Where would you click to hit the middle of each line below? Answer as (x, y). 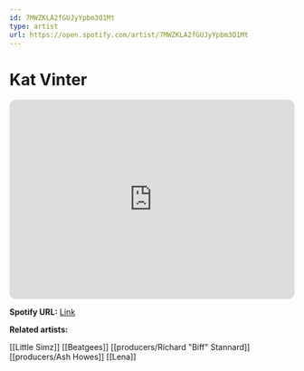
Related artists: (39, 330)
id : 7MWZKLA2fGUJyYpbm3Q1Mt (62, 18)
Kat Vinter (48, 79)
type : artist (34, 26)
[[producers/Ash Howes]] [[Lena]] (73, 357)
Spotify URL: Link (43, 312)
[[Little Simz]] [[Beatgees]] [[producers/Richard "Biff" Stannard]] (130, 347)
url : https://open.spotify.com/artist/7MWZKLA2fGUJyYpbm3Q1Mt (129, 34)
